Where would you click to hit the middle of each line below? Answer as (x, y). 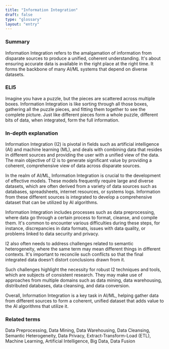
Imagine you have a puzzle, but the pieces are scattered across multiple (80, 98)
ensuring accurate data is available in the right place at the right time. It (79, 63)
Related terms (23, 320)
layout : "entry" (22, 24)
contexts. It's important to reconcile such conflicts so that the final (74, 254)
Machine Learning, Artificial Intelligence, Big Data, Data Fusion (70, 341)
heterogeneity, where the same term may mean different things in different (83, 249)
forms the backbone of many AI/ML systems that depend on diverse (76, 69)
